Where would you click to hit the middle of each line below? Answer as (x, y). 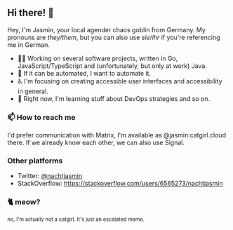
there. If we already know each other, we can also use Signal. (96, 143)
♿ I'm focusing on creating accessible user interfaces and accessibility (120, 81)
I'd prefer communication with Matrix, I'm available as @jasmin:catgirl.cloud (117, 135)
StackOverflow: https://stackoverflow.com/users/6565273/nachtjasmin (120, 184)
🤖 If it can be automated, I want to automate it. (84, 73)
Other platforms (35, 161)
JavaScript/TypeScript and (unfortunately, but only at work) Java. (112, 66)
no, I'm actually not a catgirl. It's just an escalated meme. (76, 219)
